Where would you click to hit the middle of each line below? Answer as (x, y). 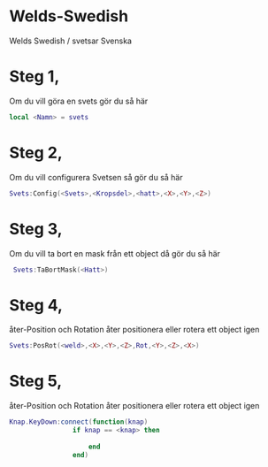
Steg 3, (36, 229)
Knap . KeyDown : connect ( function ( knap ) (79, 422)
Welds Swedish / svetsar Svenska (71, 41)
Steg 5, (36, 381)
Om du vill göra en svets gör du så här (79, 101)
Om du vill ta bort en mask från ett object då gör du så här (115, 253)
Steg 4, (36, 305)
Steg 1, (34, 77)
